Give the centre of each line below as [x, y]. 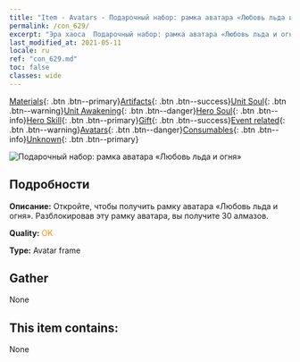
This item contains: [64, 328]
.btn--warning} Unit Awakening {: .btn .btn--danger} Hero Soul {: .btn [132, 110]
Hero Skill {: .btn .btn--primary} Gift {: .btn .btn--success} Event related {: [156, 120]
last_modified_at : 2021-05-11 [66, 42]
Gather [29, 278]
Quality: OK [31, 232]
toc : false [29, 68]
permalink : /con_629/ [50, 26]
